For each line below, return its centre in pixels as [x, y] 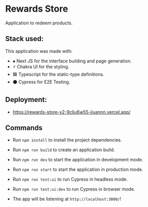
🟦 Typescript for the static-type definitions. [58, 74]
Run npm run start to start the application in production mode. [78, 169]
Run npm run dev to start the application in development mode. [78, 160]
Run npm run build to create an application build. [64, 150]
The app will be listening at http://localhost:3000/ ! [67, 199]
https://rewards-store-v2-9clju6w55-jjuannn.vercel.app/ [71, 112]
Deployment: [26, 100]
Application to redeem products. [39, 23]
